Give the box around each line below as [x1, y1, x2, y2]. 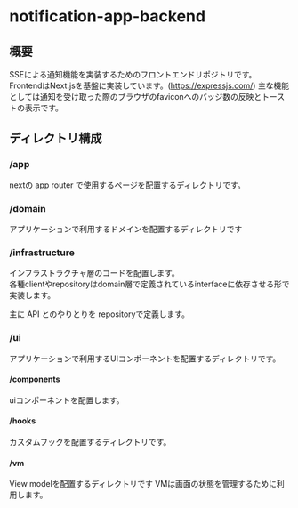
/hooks [9, 415, 36, 426]
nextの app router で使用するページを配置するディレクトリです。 [9, 180, 246, 190]
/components [9, 374, 60, 384]
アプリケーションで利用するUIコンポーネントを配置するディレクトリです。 [9, 353, 281, 364]
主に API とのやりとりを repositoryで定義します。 [9, 309, 189, 319]
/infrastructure [9, 246, 76, 259]
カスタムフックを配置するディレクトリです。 [9, 436, 172, 447]
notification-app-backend [9, 6, 206, 27]
